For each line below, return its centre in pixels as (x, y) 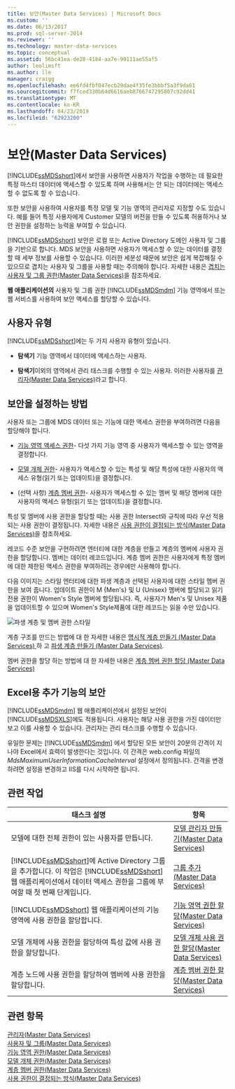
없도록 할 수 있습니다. (51, 192)
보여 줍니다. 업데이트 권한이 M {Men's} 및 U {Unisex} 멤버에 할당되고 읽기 (121, 590)
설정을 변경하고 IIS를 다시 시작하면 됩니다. (83, 769)
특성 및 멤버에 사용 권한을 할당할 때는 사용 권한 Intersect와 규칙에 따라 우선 (109, 517)
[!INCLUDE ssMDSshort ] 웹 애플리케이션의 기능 (85, 909)
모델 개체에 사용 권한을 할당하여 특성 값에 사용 (82, 942)
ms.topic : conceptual (39, 53)
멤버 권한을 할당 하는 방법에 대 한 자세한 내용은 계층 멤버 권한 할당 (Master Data (116, 661)
